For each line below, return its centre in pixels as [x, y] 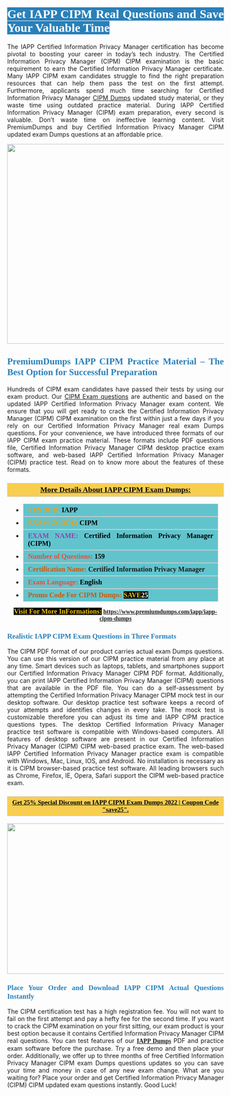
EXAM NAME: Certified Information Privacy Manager [121, 536]
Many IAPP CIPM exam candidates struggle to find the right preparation [115, 76]
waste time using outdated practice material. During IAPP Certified [115, 105]
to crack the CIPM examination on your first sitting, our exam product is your [115, 1026]
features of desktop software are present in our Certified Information [115, 739]
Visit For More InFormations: [58, 611]
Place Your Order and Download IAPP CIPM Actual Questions [115, 988]
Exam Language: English [65, 582]
